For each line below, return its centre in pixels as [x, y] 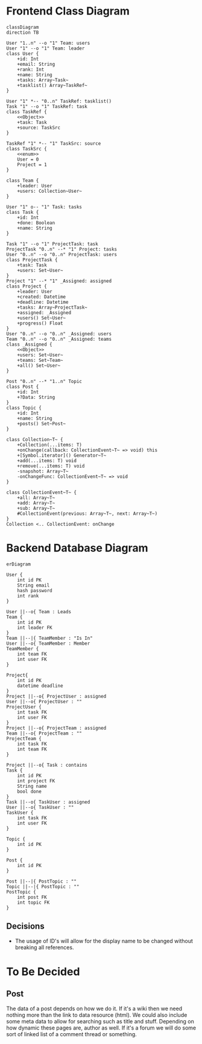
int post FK [32, 897]
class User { [23, 53]
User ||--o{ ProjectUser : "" [44, 701]
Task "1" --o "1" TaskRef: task [47, 106]
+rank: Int [31, 69]
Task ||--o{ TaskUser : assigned [48, 802]
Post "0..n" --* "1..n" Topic [44, 381]
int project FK [36, 781]
